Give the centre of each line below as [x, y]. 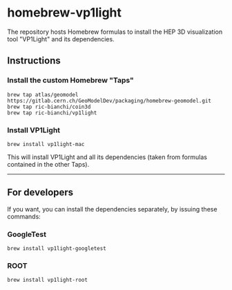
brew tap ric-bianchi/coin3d [49, 107]
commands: [24, 216]
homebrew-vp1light [65, 13]
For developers [40, 193]
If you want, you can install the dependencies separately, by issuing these [112, 209]
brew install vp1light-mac [46, 144]
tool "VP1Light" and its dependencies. [61, 39]
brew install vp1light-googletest [57, 249]
